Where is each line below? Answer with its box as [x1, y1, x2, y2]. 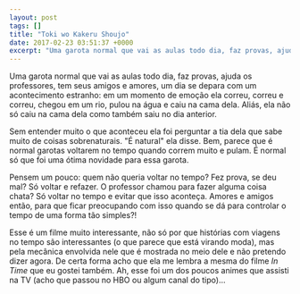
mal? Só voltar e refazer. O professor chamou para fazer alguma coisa [9, 181, 267, 192]
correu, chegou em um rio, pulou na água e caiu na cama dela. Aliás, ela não [9, 99, 291, 110]
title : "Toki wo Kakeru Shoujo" [9, 29, 129, 38]
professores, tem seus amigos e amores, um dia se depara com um [9, 80, 257, 91]
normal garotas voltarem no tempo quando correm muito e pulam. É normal [9, 145, 287, 156]
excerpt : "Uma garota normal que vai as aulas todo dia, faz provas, [9, 46, 274, 55]
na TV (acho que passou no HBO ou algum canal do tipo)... [9, 274, 226, 286]
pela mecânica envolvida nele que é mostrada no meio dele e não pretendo [9, 247, 287, 257]
